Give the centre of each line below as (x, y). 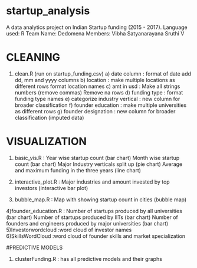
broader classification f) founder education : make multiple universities (101, 105)
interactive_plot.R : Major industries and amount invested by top (92, 182)
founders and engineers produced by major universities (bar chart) (87, 223)
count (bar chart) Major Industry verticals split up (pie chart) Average (98, 164)
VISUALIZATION (47, 141)
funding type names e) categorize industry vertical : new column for (97, 99)
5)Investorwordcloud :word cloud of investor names (69, 230)
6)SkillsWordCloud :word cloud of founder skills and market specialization (96, 236)
